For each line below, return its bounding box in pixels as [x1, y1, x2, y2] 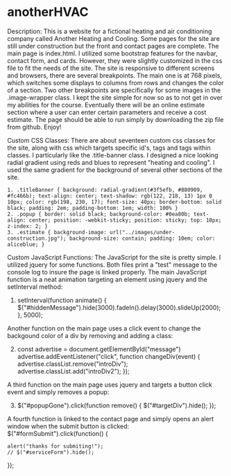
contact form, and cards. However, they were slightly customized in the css [7, 56, 223, 64]
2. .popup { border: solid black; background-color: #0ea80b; [7, 211, 191, 218]
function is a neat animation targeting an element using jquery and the [7, 275, 208, 283]
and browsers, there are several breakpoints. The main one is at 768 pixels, [7, 71, 222, 80]
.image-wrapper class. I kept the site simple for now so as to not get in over [7, 93, 223, 101]
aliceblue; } [7, 240, 45, 248]
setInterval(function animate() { [17, 296, 107, 304]
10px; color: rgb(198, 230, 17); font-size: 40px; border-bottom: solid [7, 198, 222, 205]
